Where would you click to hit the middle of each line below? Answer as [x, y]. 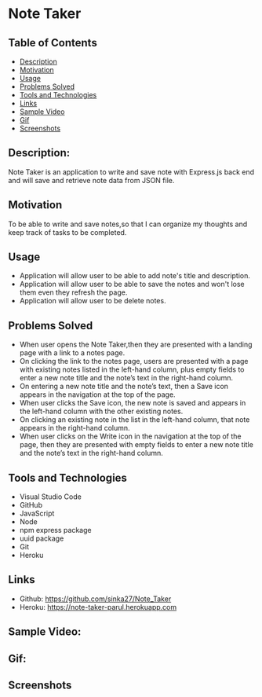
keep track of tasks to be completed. [67, 232]
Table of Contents [53, 43]
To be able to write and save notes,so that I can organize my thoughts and [128, 224]
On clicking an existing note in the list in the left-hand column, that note [135, 420]
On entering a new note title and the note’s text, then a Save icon [124, 387]
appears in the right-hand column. [75, 428]
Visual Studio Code [51, 497]
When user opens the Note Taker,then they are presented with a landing [136, 345]
